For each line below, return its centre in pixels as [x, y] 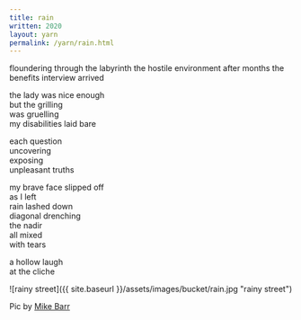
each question [36, 141]
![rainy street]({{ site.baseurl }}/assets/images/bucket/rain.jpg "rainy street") [151, 289]
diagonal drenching [45, 216]
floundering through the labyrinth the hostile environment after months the [147, 68]
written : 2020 [36, 26]
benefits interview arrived [57, 78]
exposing [27, 160]
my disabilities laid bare [53, 124]
